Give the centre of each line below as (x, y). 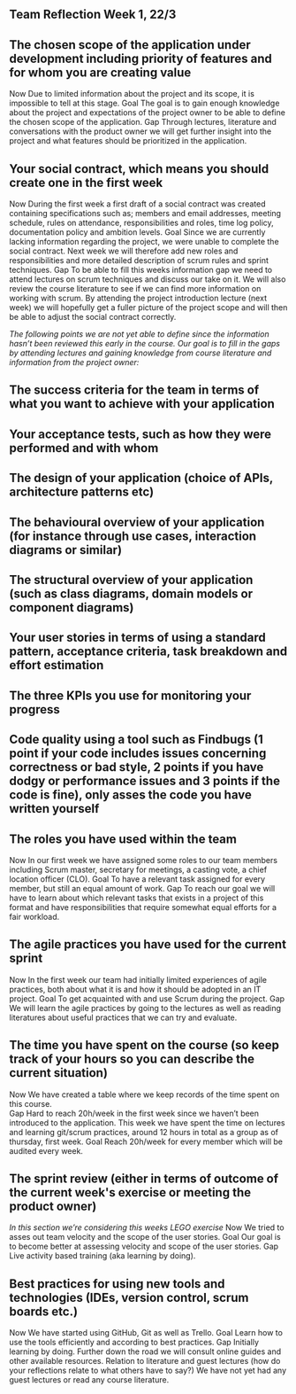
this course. (31, 1103)
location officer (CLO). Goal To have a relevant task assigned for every (137, 879)
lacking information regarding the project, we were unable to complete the (144, 242)
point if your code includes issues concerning (138, 754)
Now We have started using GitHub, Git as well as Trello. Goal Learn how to (146, 1333)
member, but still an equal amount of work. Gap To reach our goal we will (142, 888)
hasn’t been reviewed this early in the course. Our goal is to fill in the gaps (145, 344)
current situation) (59, 1073)
